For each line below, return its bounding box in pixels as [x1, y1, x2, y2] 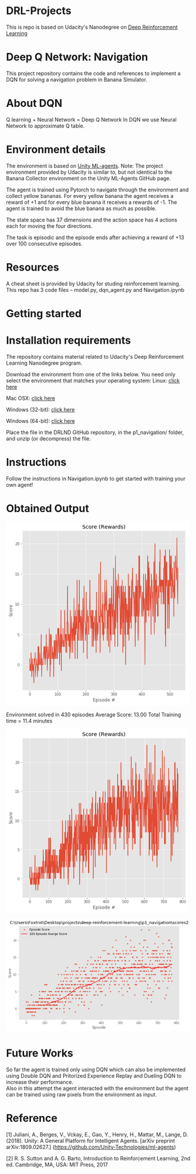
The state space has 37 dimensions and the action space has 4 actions [6, 216, 177, 223]
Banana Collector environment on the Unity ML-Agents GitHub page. [6, 174, 171, 181]
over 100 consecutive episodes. [6, 240, 83, 247]
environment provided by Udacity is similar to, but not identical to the [6, 169, 173, 176]
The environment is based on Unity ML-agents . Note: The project [6, 162, 163, 169]
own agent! [6, 481, 33, 488]
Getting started [6, 307, 82, 320]
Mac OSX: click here [6, 395, 56, 402]
